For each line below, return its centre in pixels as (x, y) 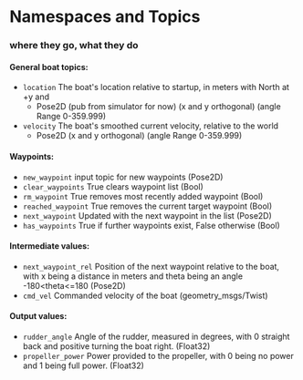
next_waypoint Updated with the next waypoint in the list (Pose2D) (147, 215)
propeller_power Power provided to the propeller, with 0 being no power (158, 355)
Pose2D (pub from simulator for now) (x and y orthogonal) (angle (158, 107)
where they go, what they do (74, 46)
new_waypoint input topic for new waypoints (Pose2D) (123, 177)
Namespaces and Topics (105, 17)
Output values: (38, 316)
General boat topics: (49, 67)
